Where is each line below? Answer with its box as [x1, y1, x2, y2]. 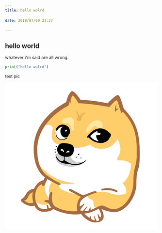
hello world [5, 42, 40, 50]
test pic [5, 73, 20, 79]
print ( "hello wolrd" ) [5, 64, 49, 70]
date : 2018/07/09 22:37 [5, 18, 53, 23]
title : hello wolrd [5, 8, 45, 13]
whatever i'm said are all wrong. [5, 55, 69, 61]
